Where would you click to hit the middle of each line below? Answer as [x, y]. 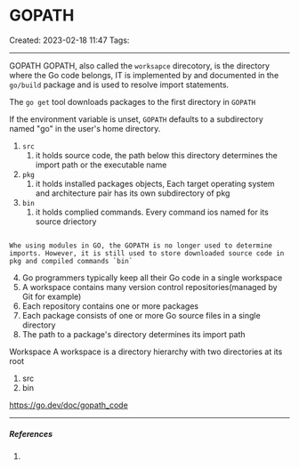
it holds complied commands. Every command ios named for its [152, 212]
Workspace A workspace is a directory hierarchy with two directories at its [146, 352]
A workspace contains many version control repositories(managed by [149, 287]
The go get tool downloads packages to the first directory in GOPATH [133, 101]
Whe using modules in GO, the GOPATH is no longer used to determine [141, 246]
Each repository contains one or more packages [110, 306]
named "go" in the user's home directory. [85, 128]
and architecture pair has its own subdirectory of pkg [133, 193]
